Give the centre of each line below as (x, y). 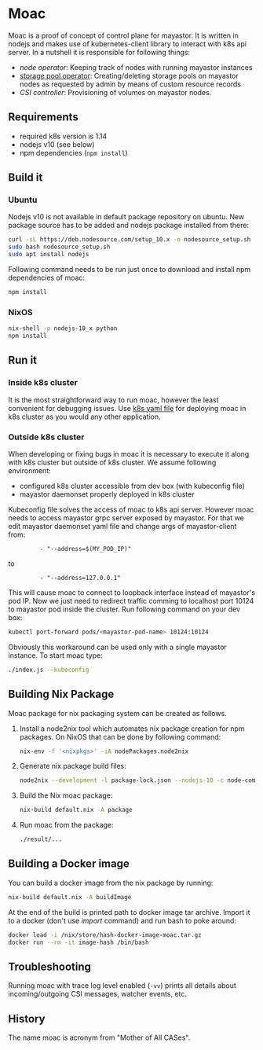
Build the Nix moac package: (66, 795)
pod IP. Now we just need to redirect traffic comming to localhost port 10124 (131, 600)
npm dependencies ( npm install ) (73, 152)
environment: (29, 470)
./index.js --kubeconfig (49, 670)
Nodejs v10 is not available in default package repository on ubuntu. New (126, 217)
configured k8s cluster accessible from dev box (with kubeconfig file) (132, 486)
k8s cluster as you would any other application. (84, 417)
